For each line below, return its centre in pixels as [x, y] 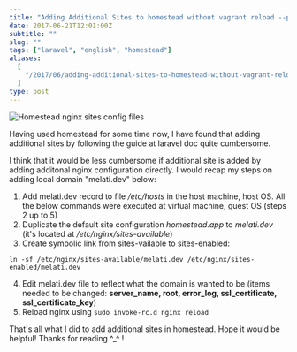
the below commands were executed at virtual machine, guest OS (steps [154, 205]
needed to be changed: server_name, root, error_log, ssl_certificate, [149, 293]
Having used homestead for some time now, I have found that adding [135, 134]
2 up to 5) [40, 215]
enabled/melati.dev [45, 267]
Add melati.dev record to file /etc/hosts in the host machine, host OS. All [153, 196]
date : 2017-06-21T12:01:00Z [61, 26]
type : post [29, 91]
